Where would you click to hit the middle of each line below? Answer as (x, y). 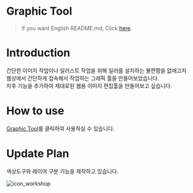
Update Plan (38, 153)
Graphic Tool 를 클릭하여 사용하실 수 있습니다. (60, 128)
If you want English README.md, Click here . (77, 28)
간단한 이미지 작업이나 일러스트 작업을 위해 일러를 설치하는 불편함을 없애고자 (96, 70)
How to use (35, 111)
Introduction (38, 53)
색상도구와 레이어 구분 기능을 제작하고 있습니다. (62, 171)
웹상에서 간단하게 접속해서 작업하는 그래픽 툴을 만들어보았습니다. (83, 78)
